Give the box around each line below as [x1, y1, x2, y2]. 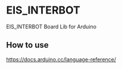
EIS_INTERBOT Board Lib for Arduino [6, 23, 97, 30]
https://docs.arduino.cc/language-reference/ [6, 55, 117, 63]
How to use [6, 40, 49, 50]
